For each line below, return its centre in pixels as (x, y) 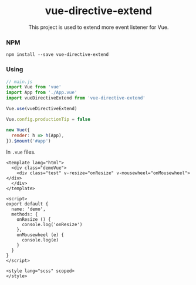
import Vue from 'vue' (34, 87)
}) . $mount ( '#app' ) (28, 141)
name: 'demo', (28, 209)
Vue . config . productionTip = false (48, 119)
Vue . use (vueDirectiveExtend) (42, 109)
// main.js (19, 82)
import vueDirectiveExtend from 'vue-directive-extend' (76, 98)
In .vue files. (21, 152)
